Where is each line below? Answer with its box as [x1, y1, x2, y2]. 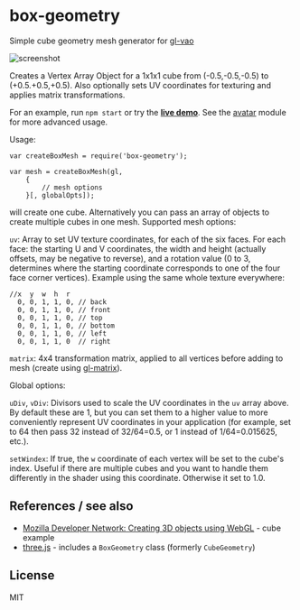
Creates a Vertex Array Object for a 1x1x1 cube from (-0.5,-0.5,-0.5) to [9, 69, 269, 81]
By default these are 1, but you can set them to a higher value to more [9, 407, 268, 418]
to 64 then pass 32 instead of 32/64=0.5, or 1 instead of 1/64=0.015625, [9, 426, 277, 437]
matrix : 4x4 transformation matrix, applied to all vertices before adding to [9, 353, 284, 364]
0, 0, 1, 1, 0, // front [17, 305, 111, 314]
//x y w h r [9, 290, 70, 299]
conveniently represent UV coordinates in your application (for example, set [9, 416, 292, 427]
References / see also [9, 498, 134, 514]
